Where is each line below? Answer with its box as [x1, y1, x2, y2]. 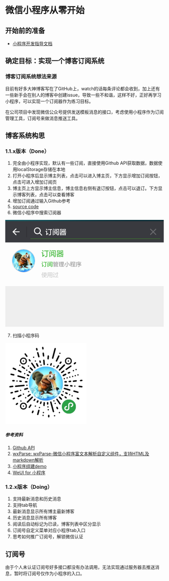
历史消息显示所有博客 [12, 515, 57, 521]
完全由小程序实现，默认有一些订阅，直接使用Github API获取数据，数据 [12, 160, 158, 166]
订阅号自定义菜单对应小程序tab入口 [12, 528, 86, 534]
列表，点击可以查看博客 [26, 192, 74, 198]
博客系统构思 [5, 132, 45, 140]
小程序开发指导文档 [12, 41, 53, 46]
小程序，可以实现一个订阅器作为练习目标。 [5, 98, 94, 104]
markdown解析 [12, 457, 44, 463]
